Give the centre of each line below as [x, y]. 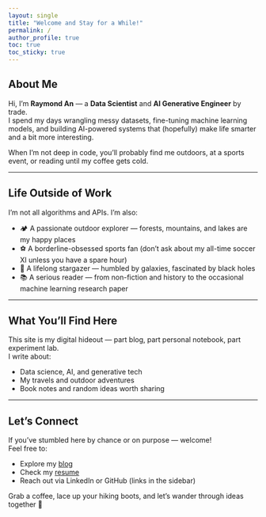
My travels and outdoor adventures [77, 380]
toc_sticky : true [37, 52]
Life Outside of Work [60, 194]
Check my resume [49, 473]
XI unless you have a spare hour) [73, 260]
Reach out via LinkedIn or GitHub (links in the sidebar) [108, 481]
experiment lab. [34, 348]
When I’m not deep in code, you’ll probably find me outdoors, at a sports [126, 152]
